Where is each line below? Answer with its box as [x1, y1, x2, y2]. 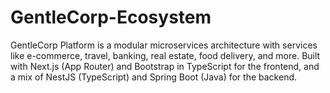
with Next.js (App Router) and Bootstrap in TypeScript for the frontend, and [10, 60, 320, 72]
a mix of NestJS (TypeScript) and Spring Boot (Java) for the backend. [10, 71, 298, 83]
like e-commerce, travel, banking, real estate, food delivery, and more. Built [10, 49, 321, 61]
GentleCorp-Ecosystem [10, 6, 212, 29]
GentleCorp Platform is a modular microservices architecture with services [10, 39, 318, 51]
